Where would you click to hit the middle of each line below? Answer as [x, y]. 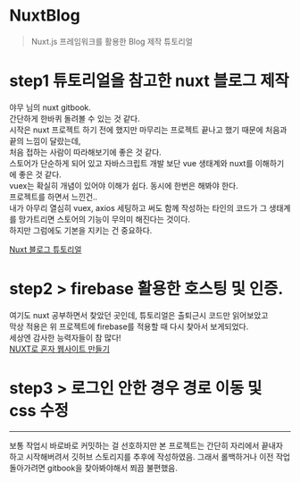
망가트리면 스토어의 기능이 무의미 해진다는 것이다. [104, 219]
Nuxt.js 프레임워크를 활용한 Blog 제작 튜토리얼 [112, 41]
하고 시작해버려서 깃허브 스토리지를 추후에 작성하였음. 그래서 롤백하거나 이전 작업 [150, 456]
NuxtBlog [45, 16]
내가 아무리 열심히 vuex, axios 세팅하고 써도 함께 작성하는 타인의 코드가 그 [138, 207]
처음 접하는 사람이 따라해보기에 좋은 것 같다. [86, 152]
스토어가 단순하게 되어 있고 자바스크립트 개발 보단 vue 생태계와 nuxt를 [131, 163]
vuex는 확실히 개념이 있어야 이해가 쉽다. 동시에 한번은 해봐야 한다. [124, 185]
